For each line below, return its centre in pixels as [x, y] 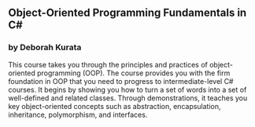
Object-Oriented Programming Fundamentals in [128, 13]
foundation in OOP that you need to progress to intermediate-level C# [121, 81]
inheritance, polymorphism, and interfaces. [78, 114]
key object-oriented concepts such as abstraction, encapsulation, [115, 106]
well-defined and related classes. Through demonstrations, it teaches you [128, 98]
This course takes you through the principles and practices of [108, 64]
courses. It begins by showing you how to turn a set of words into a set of [128, 89]
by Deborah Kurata [45, 48]
